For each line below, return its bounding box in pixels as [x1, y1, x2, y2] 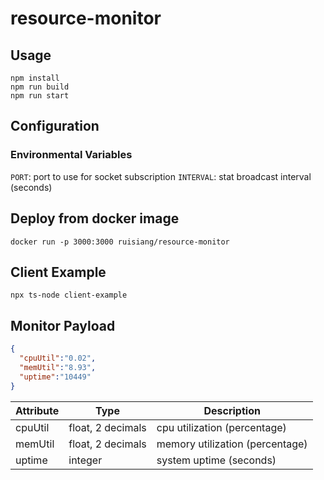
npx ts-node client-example [10, 290, 128, 301]
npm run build [10, 82, 70, 92]
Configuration [10, 118, 100, 135]
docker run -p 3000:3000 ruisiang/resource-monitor [10, 237, 230, 247]
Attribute [15, 403, 60, 417]
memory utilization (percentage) [156, 437, 308, 451]
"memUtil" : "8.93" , [19, 362, 97, 372]
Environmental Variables [10, 148, 133, 162]
